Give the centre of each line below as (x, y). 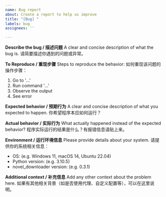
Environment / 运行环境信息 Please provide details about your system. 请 (80, 140)
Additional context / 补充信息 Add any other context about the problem (78, 177)
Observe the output (32, 91)
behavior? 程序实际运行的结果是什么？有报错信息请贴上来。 (66, 129)
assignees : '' (20, 28)
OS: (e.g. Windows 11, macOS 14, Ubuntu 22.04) (62, 156)
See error (22, 96)
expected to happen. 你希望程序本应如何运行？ (53, 113)
